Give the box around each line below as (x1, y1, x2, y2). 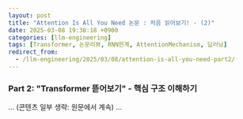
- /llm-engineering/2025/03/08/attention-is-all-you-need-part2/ (15, 56, 236, 64)
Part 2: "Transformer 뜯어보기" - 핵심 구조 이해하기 (8, 83, 198, 94)
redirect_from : (8, 48, 59, 56)
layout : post (8, 11, 51, 20)
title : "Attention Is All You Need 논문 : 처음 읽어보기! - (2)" (8, 19, 215, 27)
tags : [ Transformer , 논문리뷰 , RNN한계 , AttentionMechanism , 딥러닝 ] (8, 41, 228, 49)
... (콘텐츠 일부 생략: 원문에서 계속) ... (8, 102, 123, 112)
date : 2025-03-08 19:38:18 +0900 (8, 26, 119, 34)
